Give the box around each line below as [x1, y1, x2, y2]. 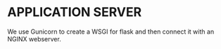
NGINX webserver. [7, 34, 61, 43]
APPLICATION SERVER [7, 4, 142, 20]
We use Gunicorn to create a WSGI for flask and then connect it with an [7, 27, 215, 36]
